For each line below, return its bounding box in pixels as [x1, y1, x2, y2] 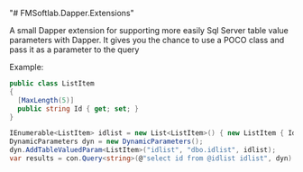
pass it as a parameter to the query [9, 44, 140, 55]
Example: [9, 62, 44, 72]
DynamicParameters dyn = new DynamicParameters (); [9, 137, 204, 147]
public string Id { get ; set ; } [17, 104, 140, 113]
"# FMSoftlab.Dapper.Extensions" [9, 8, 135, 18]
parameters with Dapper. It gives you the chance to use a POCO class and [9, 35, 285, 45]
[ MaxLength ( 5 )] [17, 95, 75, 104]
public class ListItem [9, 79, 95, 88]
